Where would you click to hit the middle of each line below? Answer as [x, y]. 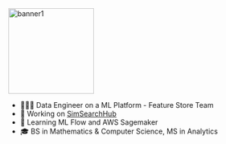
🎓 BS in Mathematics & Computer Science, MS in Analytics [119, 131]
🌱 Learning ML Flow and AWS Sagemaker [89, 122]
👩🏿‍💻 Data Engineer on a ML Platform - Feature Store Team [117, 105]
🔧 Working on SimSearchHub [68, 113]
